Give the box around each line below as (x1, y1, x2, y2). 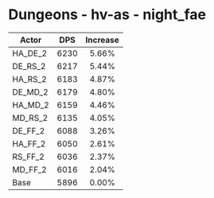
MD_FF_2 (12, 164, 48, 175)
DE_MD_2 (12, 86, 49, 97)
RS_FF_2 (12, 151, 45, 162)
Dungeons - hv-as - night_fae (8, 6, 207, 24)
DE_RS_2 (12, 60, 46, 72)
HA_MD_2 (12, 99, 49, 111)
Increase (85, 34, 119, 45)
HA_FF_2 (12, 138, 46, 149)
